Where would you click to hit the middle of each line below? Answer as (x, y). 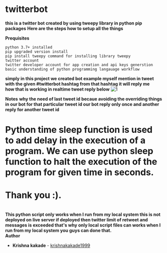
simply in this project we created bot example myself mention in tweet (79, 78)
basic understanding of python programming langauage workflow (72, 69)
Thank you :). (33, 195)
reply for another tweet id (32, 109)
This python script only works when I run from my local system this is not (83, 214)
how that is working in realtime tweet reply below (57, 89)
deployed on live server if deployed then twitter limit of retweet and (77, 220)
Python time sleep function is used (79, 130)
